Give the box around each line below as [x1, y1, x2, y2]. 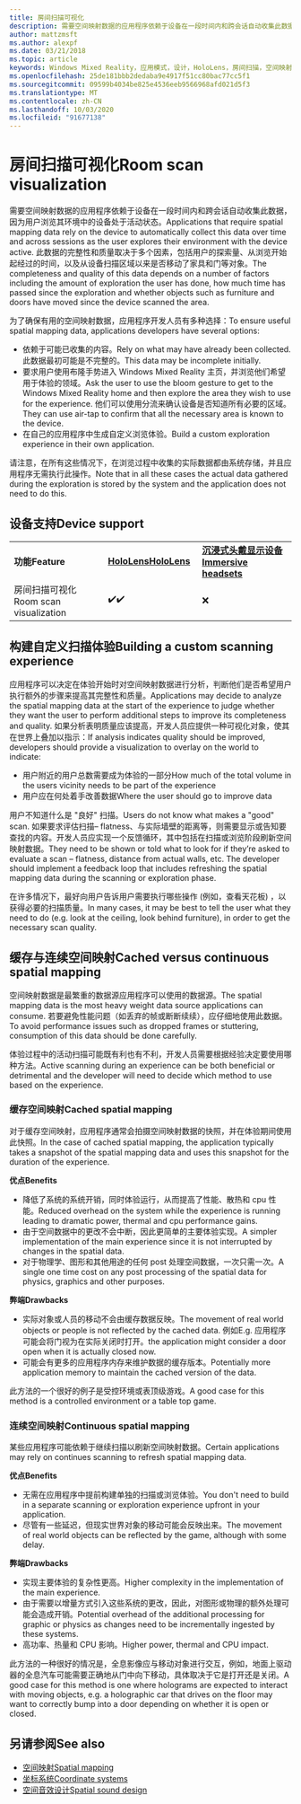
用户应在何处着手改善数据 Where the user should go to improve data [21, 790, 273, 801]
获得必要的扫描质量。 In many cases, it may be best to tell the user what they [9, 902, 291, 912]
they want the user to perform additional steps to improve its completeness [9, 709, 287, 720]
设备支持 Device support [9, 516, 145, 532]
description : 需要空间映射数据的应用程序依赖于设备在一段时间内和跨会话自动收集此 [9, 22, 282, 31]
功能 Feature [13, 555, 65, 568]
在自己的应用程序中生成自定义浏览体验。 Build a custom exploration [21, 428, 271, 440]
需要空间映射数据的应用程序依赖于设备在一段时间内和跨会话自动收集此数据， [9, 206, 292, 216]
